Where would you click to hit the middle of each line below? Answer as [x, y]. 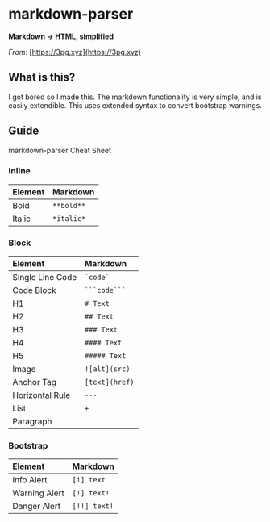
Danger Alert [37, 507]
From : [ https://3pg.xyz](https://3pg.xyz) [75, 52]
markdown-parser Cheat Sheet [60, 150]
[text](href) [109, 382]
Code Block [34, 290]
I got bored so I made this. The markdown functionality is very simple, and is [135, 97]
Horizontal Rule [42, 395]
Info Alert [30, 480]
